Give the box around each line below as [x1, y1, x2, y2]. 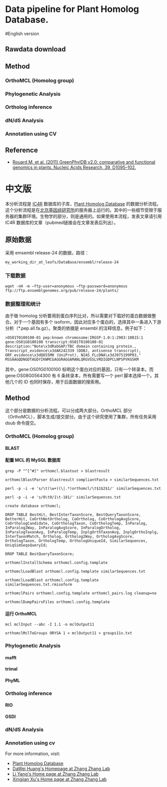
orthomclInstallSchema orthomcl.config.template [5, 560, 108, 566]
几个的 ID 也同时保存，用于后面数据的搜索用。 [9, 379, 103, 385]
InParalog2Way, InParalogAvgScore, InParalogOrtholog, [5, 525, 121, 531]
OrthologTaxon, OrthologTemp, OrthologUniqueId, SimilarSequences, [5, 539, 148, 544]
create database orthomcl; [5, 504, 61, 509]
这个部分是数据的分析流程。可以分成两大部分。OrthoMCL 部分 [5, 407, 133, 413]
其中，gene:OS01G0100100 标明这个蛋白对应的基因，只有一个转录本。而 [5, 367, 154, 373]
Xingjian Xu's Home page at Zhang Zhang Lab [12, 777, 107, 783]
